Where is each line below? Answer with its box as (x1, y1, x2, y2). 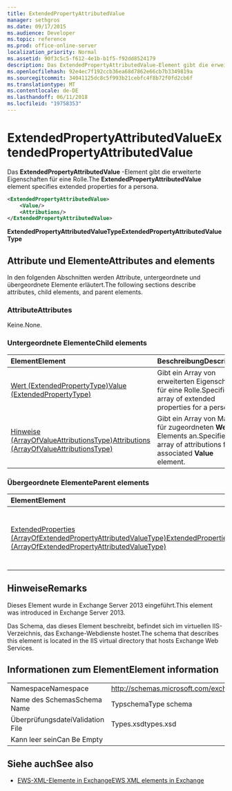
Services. (7, 644, 35, 652)
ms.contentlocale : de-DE (7, 87, 79, 94)
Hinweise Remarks (7, 583, 88, 594)
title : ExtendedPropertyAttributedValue (7, 10, 126, 17)
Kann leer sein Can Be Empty (10, 734, 104, 744)
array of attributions (157, 439, 222, 449)
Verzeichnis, (7, 629, 43, 637)
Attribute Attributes (7, 305, 72, 315)
